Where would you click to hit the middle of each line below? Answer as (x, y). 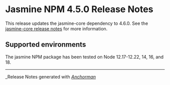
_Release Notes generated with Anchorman (51, 76)
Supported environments (46, 45)
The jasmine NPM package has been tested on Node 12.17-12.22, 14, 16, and (84, 57)
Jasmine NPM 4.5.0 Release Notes (79, 9)
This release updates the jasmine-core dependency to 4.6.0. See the (77, 23)
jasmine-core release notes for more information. (56, 28)
